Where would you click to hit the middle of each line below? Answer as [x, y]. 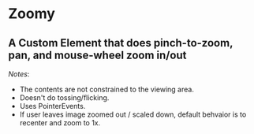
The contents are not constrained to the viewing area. [107, 89]
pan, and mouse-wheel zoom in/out [97, 55]
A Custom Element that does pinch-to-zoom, [121, 43]
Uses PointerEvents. [52, 106]
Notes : [19, 74]
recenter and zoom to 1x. [60, 123]
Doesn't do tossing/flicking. [64, 98]
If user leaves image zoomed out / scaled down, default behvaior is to [133, 114]
